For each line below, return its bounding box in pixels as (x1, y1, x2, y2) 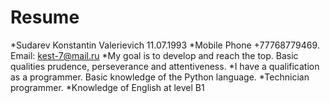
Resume (10, 6, 80, 29)
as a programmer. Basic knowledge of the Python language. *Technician (10, 71, 310, 83)
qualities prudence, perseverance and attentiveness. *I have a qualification (10, 60, 320, 72)
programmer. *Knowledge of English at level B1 (10, 81, 205, 93)
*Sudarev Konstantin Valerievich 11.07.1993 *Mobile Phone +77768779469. (10, 39, 320, 51)
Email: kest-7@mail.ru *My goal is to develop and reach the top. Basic (10, 49, 299, 61)
